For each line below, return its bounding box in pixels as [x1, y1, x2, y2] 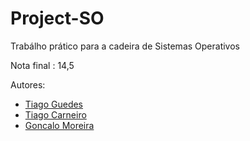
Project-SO [10, 7, 105, 30]
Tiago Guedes [24, 98, 84, 110]
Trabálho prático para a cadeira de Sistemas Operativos [10, 40, 240, 52]
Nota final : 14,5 [10, 59, 75, 71]
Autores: [10, 78, 46, 91]
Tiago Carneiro [24, 108, 87, 121]
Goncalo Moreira [24, 119, 95, 131]
